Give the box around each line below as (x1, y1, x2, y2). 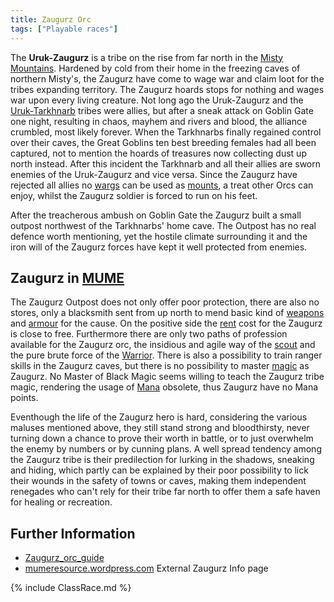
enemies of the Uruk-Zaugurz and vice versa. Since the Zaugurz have (10, 168, 298, 180)
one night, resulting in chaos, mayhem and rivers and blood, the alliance (10, 115, 308, 127)
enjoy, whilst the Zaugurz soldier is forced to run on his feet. (10, 189, 258, 201)
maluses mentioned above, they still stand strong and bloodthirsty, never (10, 422, 310, 434)
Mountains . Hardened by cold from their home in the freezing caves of (10, 62, 301, 74)
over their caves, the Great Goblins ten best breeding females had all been (10, 136, 317, 148)
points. (10, 392, 39, 404)
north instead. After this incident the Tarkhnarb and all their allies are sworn (10, 157, 322, 170)
